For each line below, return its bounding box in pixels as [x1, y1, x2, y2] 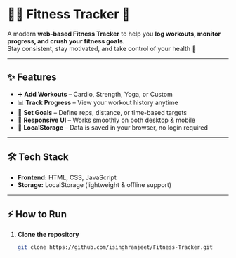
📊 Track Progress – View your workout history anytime [17, 98, 178, 107]
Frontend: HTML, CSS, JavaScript [17, 173, 117, 182]
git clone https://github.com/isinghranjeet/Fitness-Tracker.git [17, 244, 213, 251]
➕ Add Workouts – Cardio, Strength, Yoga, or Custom [17, 90, 173, 98]
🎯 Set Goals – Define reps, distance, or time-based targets [17, 108, 188, 116]
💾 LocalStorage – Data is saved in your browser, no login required [17, 123, 209, 132]
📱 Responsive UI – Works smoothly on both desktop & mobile [17, 116, 195, 124]
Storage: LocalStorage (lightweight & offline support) [17, 180, 172, 189]
